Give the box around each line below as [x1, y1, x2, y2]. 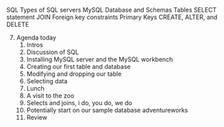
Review [26, 113, 47, 122]
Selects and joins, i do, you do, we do [26, 99, 133, 107]
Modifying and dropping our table [26, 70, 122, 78]
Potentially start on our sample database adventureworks [26, 106, 188, 114]
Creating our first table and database [26, 63, 131, 70]
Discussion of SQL [26, 48, 79, 56]
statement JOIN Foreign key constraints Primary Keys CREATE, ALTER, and [6, 13, 218, 21]
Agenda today [16, 33, 56, 42]
